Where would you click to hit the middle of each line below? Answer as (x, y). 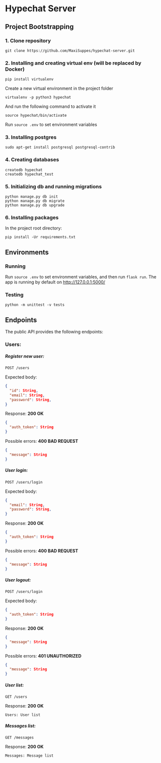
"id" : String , (24, 390)
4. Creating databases (32, 160)
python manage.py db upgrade (35, 205)
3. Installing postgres (31, 137)
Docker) (15, 69)
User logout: (18, 580)
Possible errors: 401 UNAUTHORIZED (43, 656)
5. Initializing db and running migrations (54, 186)
